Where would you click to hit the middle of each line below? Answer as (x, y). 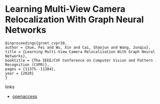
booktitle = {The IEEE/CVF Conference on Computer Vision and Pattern (79, 60)
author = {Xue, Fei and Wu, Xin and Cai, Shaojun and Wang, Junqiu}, (78, 47)
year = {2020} (20, 73)
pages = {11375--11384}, (31, 69)
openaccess (25, 96)
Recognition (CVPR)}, (27, 65)
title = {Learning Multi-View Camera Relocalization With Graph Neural (80, 52)
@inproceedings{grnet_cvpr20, (36, 43)
